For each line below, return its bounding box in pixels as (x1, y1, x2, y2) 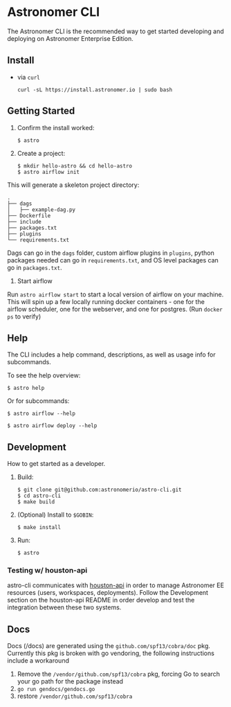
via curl (17, 73, 40, 81)
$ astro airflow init (17, 168, 80, 175)
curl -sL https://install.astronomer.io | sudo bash (17, 86, 173, 93)
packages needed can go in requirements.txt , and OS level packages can (7, 256, 219, 264)
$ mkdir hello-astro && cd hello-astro (17, 162, 133, 170)
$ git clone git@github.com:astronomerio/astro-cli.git (17, 486, 182, 494)
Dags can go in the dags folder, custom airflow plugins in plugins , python (7, 249, 214, 257)
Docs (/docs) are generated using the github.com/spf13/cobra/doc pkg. (7, 642, 211, 650)
